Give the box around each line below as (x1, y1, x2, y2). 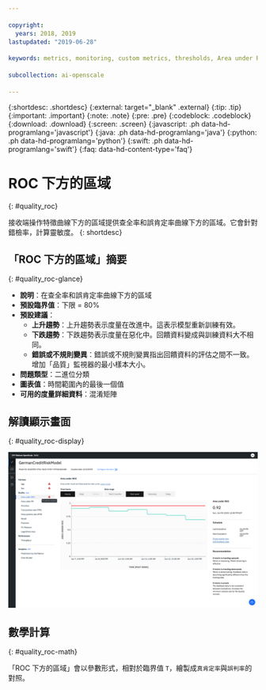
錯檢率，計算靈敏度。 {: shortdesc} (8, 227, 123, 237)
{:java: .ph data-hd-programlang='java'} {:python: (94, 127, 257, 137)
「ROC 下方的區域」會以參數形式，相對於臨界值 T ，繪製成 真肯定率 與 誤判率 (8, 663, 245, 673)
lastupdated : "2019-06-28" (8, 38, 97, 46)
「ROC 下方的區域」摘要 (8, 252, 127, 266)
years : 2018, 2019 (15, 29, 77, 37)
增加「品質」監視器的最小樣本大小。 (31, 360, 150, 370)
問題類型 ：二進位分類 (19, 370, 89, 379)
